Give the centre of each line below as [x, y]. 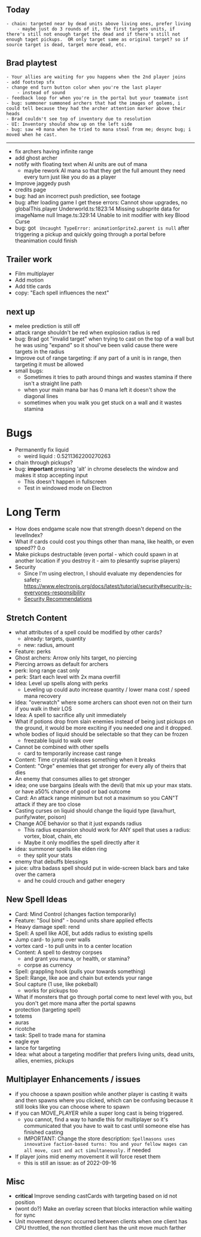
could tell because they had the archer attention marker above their [96, 108]
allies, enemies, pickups [45, 1060]
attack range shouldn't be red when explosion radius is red [87, 333]
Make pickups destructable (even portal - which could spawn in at [96, 555]
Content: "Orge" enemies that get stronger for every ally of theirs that [100, 766]
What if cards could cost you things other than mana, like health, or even [104, 541]
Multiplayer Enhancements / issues [73, 1080]
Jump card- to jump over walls [53, 939]
